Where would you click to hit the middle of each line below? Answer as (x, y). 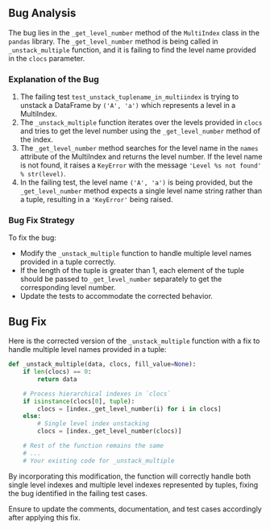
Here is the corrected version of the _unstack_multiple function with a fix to (134, 341)
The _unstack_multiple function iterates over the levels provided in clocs (141, 122)
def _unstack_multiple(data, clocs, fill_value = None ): (102, 364)
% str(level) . (43, 174)
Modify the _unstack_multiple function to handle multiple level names (136, 254)
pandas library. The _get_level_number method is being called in (114, 41)
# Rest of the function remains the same (93, 446)
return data (58, 379)
